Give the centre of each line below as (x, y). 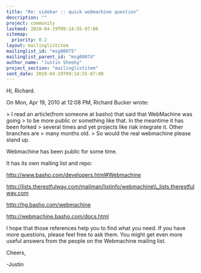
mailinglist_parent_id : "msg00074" (51, 57)
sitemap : (17, 34)
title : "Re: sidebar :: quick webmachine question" (72, 12)
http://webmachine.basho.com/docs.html (58, 217)
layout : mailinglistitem (37, 46)
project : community (31, 23)
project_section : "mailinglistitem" (52, 68)
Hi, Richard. (21, 91)
